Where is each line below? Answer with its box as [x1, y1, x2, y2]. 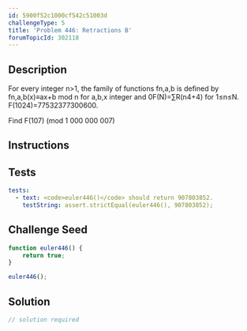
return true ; [22, 251, 65, 259]
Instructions [8, 139, 69, 152]
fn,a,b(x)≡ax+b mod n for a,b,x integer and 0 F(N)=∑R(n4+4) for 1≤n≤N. [8, 92, 239, 102]
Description [8, 62, 67, 76]
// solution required [8, 316, 80, 324]
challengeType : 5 [8, 19, 65, 27]
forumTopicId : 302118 [8, 33, 80, 42]
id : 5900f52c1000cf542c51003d [8, 11, 108, 20]
